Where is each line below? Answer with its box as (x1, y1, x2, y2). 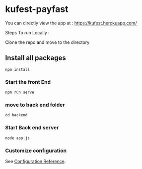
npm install (5, 67, 30, 72)
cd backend (5, 113, 28, 118)
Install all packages (5, 54, 66, 62)
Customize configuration (5, 147, 67, 154)
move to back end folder (5, 101, 65, 108)
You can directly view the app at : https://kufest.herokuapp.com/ (5, 20, 138, 26)
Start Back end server (5, 124, 59, 131)
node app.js (5, 136, 30, 141)
